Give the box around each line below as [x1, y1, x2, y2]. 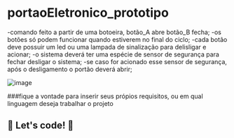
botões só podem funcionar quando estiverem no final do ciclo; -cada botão [7, 35, 228, 43]
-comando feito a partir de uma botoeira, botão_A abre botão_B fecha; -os [7, 28, 222, 36]
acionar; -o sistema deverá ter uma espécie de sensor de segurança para [7, 50, 219, 59]
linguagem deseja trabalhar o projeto [7, 99, 113, 107]
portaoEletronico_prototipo [7, 5, 170, 21]
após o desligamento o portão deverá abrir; [7, 65, 132, 73]
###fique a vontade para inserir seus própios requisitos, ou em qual [7, 92, 203, 100]
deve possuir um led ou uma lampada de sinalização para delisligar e [7, 43, 207, 51]
